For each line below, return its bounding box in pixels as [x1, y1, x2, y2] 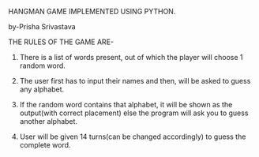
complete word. [19, 140, 71, 149]
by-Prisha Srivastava [8, 22, 77, 31]
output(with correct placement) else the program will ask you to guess [19, 108, 249, 118]
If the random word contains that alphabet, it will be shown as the [19, 100, 233, 109]
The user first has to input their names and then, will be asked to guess [19, 77, 251, 85]
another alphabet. [19, 117, 77, 125]
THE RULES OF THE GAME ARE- [8, 37, 114, 47]
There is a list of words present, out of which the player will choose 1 [19, 53, 243, 62]
